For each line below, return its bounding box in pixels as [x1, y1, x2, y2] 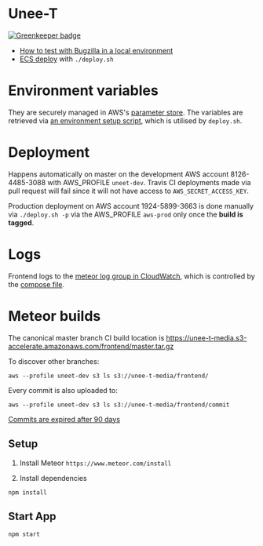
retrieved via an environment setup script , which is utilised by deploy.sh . [8, 115, 243, 126]
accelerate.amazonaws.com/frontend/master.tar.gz [8, 341, 174, 351]
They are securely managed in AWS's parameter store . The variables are [8, 107, 243, 117]
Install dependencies [19, 473, 88, 482]
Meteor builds [8, 307, 101, 325]
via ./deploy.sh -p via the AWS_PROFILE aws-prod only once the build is [8, 209, 243, 219]
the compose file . [8, 279, 65, 289]
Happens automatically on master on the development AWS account [8, 169, 229, 179]
